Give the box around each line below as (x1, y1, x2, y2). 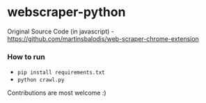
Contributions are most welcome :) (7, 88, 106, 97)
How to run (7, 51, 45, 61)
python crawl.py (17, 77, 65, 84)
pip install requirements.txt (17, 69, 106, 77)
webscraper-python (7, 4, 126, 20)
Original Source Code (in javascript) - (7, 27, 115, 35)
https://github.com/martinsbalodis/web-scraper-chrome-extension (7, 34, 200, 42)
